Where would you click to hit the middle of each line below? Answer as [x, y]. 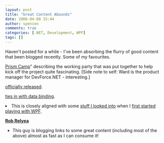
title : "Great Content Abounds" [39, 14]
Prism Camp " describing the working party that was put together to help [79, 66]
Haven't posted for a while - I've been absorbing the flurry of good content [82, 51]
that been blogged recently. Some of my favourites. [58, 57]
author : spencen [22, 24]
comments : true [21, 28]
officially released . [24, 86]
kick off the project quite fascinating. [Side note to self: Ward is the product [82, 71]
